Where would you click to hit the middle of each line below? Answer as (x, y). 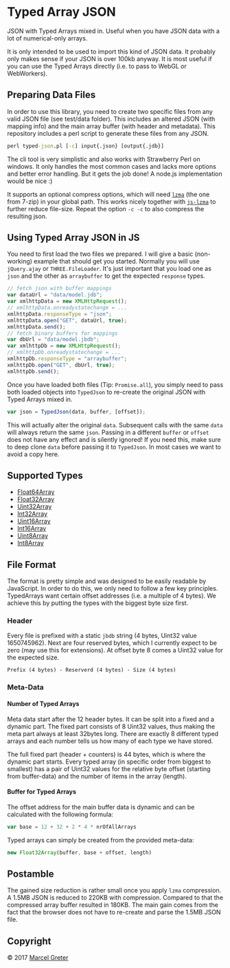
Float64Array (36, 492)
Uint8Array (33, 536)
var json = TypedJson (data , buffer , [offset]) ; (77, 412)
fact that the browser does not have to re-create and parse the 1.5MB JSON (114, 912)
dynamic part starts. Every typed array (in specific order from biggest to (109, 762)
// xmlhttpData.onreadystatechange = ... (67, 308)
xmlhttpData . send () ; (37, 327)
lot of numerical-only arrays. (47, 38)
